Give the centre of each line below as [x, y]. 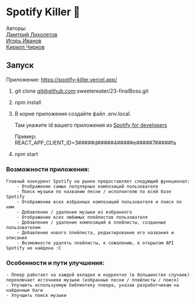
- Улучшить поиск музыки [36, 296]
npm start [26, 154]
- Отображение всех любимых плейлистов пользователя [82, 217]
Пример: [25, 136]
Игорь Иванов [24, 40]
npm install [28, 102]
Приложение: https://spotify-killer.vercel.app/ [61, 79]
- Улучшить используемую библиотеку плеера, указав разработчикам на [93, 285]
